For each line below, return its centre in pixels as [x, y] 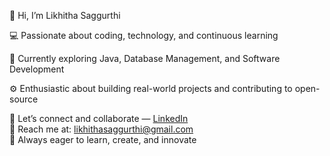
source [24, 99]
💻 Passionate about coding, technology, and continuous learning [144, 35]
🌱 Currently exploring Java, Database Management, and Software [145, 58]
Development [37, 69]
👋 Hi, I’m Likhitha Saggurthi [65, 15]
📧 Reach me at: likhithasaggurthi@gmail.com [101, 129]
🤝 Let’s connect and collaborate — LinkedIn [99, 118]
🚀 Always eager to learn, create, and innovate [103, 139]
